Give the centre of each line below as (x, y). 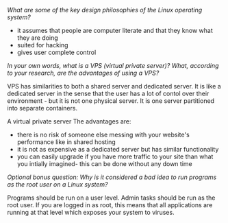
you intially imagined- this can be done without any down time (105, 164)
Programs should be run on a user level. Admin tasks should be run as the (111, 198)
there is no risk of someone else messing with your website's (103, 134)
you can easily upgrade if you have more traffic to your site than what (115, 156)
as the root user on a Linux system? (58, 184)
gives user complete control (56, 52)
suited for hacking (42, 45)
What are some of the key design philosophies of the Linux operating (105, 10)
